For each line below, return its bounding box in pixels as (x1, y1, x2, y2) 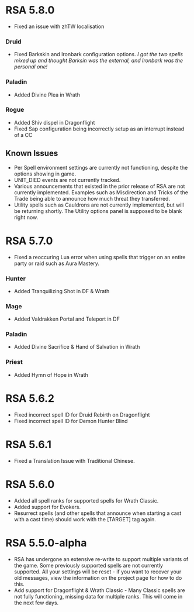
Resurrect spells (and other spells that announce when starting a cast (13, 510, 182, 517)
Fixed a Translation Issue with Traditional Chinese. (13, 457, 135, 464)
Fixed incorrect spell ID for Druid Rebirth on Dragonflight (13, 411, 150, 418)
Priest (5, 358, 23, 366)
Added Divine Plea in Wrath (13, 91, 80, 98)
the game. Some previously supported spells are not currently (13, 562, 163, 569)
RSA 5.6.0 (5, 477, 55, 491)
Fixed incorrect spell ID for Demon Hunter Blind (13, 417, 128, 424)
